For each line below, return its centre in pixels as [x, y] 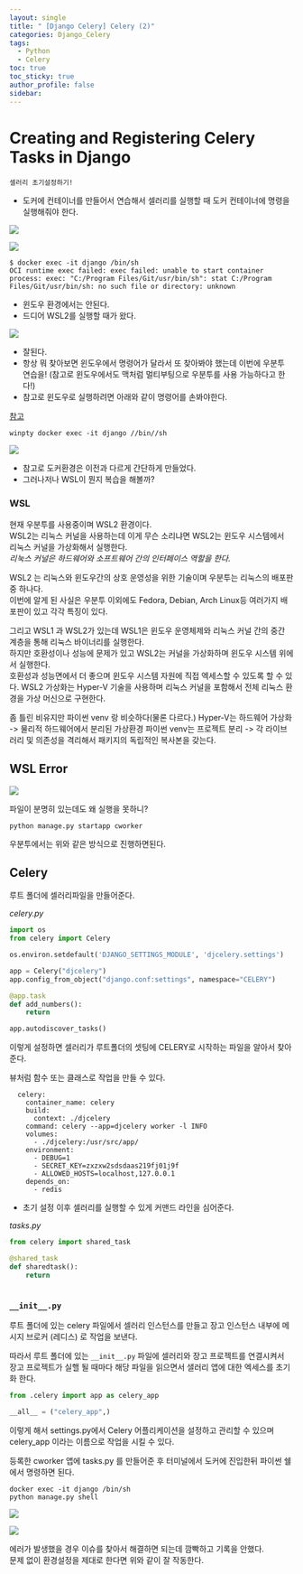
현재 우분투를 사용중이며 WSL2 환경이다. [81, 524]
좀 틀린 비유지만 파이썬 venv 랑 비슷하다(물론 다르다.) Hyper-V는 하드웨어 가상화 [151, 717]
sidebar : [26, 93]
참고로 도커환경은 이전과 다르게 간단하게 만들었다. [109, 468]
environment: [50, 1150]
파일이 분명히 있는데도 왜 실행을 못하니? [79, 808]
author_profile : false [52, 85]
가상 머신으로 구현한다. [66, 698]
